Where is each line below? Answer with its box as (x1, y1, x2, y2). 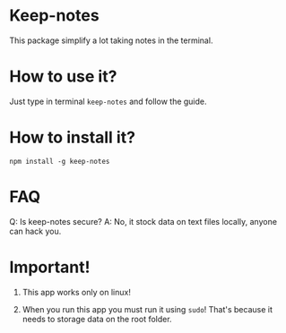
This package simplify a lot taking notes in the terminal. (9, 35, 213, 46)
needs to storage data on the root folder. (22, 313, 172, 324)
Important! (9, 257, 91, 277)
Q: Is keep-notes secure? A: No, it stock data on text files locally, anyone (9, 216, 278, 226)
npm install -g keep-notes (9, 157, 110, 166)
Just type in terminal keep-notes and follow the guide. (9, 96, 208, 107)
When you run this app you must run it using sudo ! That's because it (22, 303, 273, 314)
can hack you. (9, 226, 62, 236)
